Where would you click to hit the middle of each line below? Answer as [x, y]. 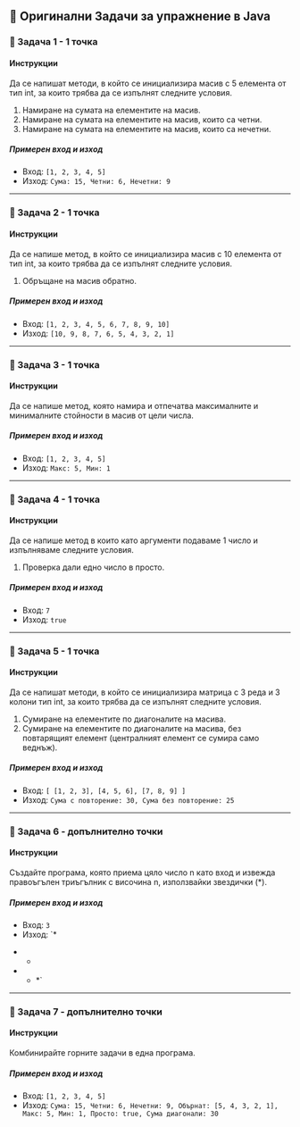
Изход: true [44, 619]
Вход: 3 [36, 924]
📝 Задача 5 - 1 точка [54, 651]
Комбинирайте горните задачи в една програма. [103, 1053]
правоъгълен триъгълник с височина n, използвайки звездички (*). [138, 881]
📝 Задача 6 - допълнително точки [86, 831]
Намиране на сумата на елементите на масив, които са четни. [142, 119]
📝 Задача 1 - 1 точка [54, 42]
